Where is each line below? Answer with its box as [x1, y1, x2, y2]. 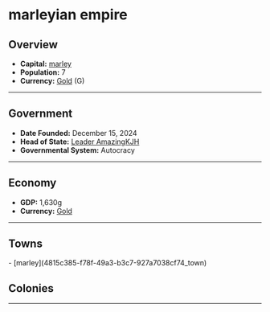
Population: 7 [19, 68, 66, 77]
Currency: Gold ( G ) [19, 76, 85, 85]
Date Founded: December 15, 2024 [19, 128, 138, 138]
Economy [8, 176, 57, 190]
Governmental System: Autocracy [19, 145, 135, 154]
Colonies [8, 281, 55, 295]
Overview [8, 38, 59, 51]
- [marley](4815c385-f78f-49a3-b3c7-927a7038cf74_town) [8, 258, 207, 268]
